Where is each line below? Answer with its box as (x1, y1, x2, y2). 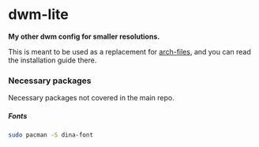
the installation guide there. (8, 55, 97, 65)
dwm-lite (8, 6, 69, 24)
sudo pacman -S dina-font (8, 131, 93, 139)
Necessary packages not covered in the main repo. (8, 93, 175, 103)
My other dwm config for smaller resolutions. (8, 32, 160, 41)
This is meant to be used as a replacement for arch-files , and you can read (8, 47, 251, 56)
